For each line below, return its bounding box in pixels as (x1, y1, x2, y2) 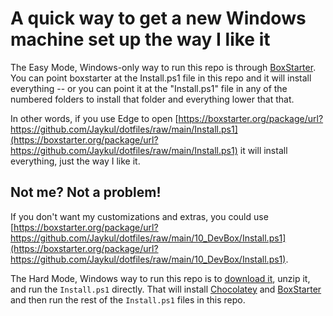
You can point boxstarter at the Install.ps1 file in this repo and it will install (10, 72, 312, 84)
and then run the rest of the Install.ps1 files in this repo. (10, 293, 246, 306)
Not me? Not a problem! (10, 184, 162, 201)
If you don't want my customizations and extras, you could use (10, 210, 269, 222)
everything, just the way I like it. (10, 155, 141, 167)
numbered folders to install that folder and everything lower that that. (10, 93, 295, 105)
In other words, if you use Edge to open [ (10, 112, 179, 124)
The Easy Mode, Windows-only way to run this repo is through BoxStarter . (10, 61, 317, 73)
